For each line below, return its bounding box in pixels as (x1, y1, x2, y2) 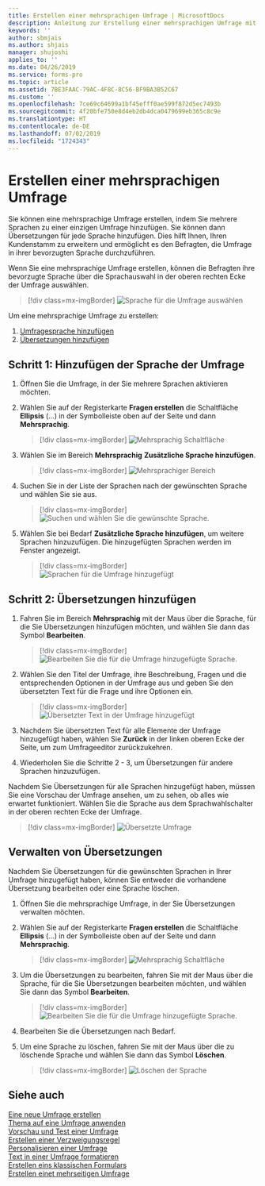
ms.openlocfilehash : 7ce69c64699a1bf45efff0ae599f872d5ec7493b (8, 100, 221, 108)
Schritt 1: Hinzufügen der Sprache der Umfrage (8, 358, 245, 372)
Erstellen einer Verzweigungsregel (8, 1134, 120, 1144)
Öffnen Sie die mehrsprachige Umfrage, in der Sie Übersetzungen (19, 899, 236, 908)
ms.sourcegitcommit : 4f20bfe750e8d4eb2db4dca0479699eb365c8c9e (8, 108, 221, 116)
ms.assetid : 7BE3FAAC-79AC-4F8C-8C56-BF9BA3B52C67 (8, 85, 179, 94)
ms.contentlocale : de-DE (8, 122, 90, 130)
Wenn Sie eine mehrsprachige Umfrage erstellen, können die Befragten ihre (8, 264, 256, 273)
